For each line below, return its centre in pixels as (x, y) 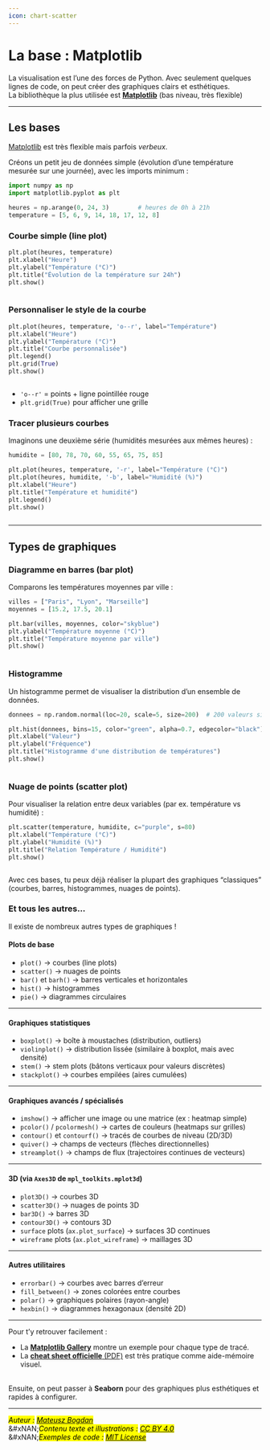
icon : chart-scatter (43, 16)
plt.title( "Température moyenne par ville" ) (84, 639)
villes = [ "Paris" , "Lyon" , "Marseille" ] (79, 602)
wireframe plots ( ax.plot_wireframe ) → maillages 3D (106, 1239)
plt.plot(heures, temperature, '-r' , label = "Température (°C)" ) (118, 470)
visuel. (31, 1364)
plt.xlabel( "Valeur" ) (45, 737)
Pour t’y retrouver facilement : (58, 1331)
